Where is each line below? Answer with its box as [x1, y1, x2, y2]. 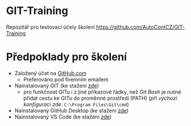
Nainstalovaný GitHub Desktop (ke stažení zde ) [14, 107, 129, 114]
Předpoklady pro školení [6, 50, 127, 64]
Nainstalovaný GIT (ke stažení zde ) [14, 82, 99, 89]
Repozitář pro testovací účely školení [6, 23, 95, 30]
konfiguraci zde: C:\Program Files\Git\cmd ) [23, 101, 129, 108]
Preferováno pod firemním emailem [23, 76, 108, 83]
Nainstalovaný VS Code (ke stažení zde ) [14, 113, 112, 120]
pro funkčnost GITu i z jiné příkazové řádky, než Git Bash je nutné [23, 88, 182, 95]
